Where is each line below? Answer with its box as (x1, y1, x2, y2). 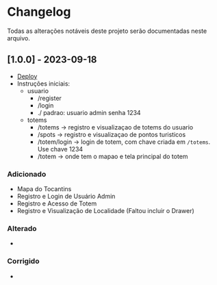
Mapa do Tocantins (16, 185, 72, 193)
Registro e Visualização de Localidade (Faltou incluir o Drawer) (16, 207, 195, 215)
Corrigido (7, 256, 40, 266)
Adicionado (7, 169, 47, 179)
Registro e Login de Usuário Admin (16, 193, 116, 201)
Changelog (7, 4, 71, 20)
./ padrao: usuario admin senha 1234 (37, 108, 142, 116)
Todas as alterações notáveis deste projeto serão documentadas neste (7, 27, 207, 35)
